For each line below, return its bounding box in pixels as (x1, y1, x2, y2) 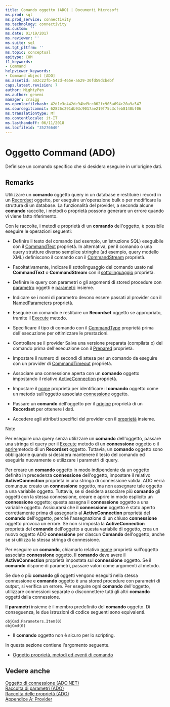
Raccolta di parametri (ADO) (5, 685, 64, 691)
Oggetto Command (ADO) (5, 147, 116, 158)
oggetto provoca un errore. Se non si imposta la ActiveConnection (5, 521, 145, 527)
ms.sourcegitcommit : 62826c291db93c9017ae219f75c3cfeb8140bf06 (5, 106, 142, 111)
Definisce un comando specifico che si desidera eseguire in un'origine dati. (5, 163, 163, 170)
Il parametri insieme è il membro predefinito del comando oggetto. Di (5, 604, 150, 610)
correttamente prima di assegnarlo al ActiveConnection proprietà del (5, 510, 150, 516)
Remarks (5, 178, 34, 187)
